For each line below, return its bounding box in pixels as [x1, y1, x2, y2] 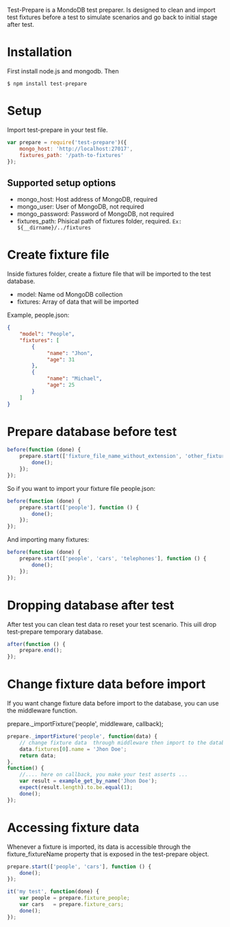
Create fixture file [7, 247, 110, 263]
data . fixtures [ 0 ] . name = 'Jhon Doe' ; [19, 745, 127, 753]
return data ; [19, 752, 57, 759]
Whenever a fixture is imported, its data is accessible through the [7, 843, 192, 851]
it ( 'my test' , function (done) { [7, 888, 99, 895]
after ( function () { [7, 640, 66, 647]
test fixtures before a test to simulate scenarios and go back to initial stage [7, 13, 218, 21]
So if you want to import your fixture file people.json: [7, 484, 156, 492]
